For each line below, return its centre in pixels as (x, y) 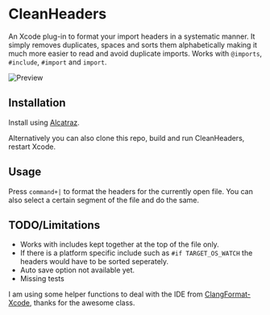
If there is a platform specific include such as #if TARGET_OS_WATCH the (136, 253)
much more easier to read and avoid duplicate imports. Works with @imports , (135, 53)
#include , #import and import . (58, 62)
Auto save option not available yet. (77, 270)
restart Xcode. (32, 147)
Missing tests (42, 279)
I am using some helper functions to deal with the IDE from (106, 294)
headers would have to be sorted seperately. (94, 262)
